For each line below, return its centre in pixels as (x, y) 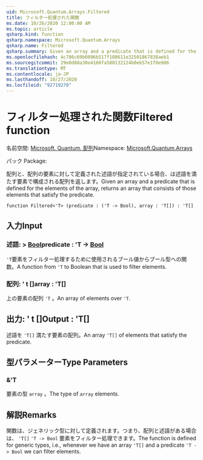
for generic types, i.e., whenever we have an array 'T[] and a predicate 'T (99, 445)
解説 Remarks (32, 415)
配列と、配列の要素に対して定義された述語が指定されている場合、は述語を (99, 174)
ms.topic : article (29, 29)
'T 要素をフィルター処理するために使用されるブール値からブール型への (94, 259)
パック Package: (27, 161)
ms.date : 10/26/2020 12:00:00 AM (48, 23)
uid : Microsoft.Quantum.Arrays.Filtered (58, 12)
